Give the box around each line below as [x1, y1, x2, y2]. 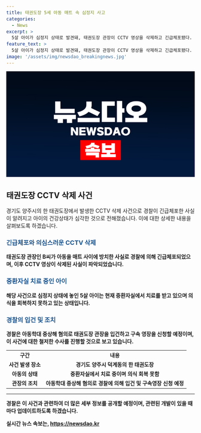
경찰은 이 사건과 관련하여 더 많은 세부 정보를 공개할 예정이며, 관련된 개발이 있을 [6, 400, 187, 407]
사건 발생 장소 [8, 361, 41, 368]
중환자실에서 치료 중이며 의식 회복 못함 [70, 370, 160, 377]
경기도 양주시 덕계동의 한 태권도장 [75, 361, 154, 368]
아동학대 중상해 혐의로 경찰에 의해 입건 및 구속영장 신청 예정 [45, 380, 184, 387]
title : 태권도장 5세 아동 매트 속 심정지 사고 [6, 10, 106, 16]
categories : [6, 16, 36, 22]
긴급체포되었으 [157, 253, 191, 260]
